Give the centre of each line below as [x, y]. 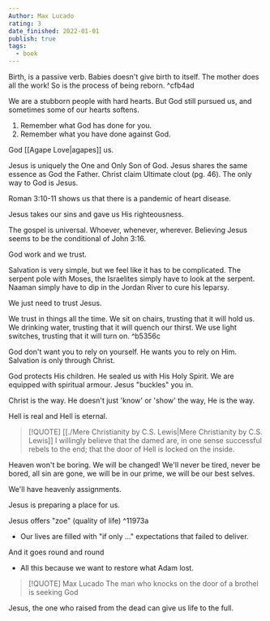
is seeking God [53, 592]
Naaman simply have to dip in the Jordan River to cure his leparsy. [119, 287]
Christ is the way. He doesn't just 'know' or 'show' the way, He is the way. [132, 400]
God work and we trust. [48, 254]
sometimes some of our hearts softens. [74, 110]
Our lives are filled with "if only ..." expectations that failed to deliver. [134, 536]
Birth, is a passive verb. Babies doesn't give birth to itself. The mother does [134, 77]
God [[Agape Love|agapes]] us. [61, 150]
